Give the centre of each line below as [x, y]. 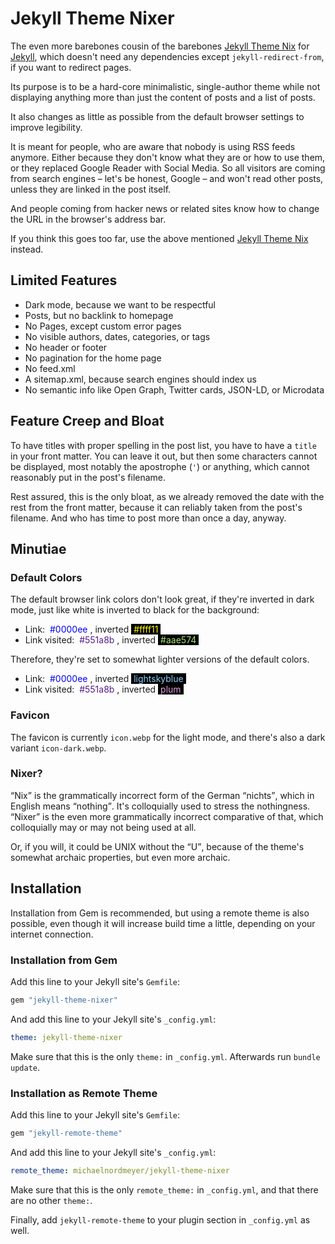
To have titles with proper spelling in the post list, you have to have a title [164, 445]
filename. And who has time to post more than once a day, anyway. [148, 518]
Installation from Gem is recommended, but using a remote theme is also [160, 913]
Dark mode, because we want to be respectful [120, 304]
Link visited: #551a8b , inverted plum [103, 689]
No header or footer [66, 347]
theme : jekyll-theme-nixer [66, 1037]
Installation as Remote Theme [84, 1093]
